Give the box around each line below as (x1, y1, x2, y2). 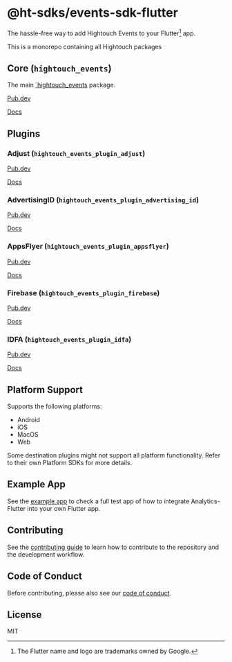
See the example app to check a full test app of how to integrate (7, 497, 190, 505)
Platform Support (7, 383, 83, 396)
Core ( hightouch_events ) (7, 62, 112, 74)
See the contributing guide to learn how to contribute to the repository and (7, 543, 220, 551)
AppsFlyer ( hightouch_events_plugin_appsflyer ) (7, 241, 169, 251)
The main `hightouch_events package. (7, 81, 116, 89)
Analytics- (191, 497, 220, 505)
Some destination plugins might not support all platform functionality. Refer (7, 451, 221, 460)
